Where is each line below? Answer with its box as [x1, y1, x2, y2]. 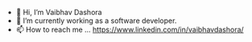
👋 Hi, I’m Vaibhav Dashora [15, 8, 102, 17]
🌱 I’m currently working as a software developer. [15, 16, 177, 25]
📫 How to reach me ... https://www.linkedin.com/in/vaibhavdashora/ [15, 25, 244, 34]
